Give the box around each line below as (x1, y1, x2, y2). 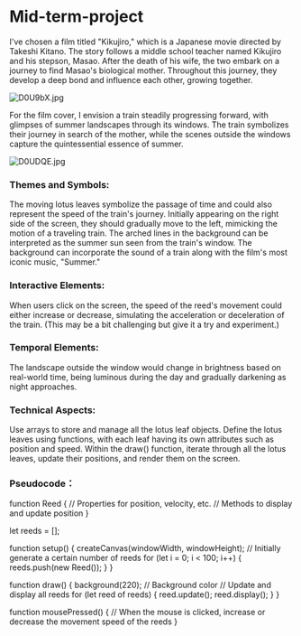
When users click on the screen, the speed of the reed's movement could (9, 300, 282, 311)
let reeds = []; (9, 526, 60, 537)
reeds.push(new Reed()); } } (9, 562, 114, 573)
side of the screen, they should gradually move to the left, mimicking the (9, 219, 278, 229)
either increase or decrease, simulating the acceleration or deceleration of (9, 309, 286, 320)
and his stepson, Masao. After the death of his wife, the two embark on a (9, 55, 280, 66)
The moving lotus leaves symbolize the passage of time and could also (9, 199, 273, 210)
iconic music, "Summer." (9, 257, 101, 267)
